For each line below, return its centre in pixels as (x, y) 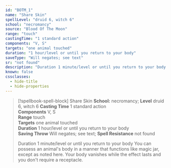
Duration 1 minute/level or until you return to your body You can (85, 143)
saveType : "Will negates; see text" (44, 58)
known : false (19, 72)
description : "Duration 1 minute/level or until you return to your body (86, 67)
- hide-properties (30, 86)
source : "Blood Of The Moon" (36, 29)
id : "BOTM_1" (19, 10)
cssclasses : (18, 77)
